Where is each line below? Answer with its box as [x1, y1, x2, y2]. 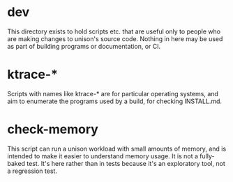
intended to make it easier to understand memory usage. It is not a [7, 151, 199, 160]
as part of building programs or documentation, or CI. [7, 42, 161, 50]
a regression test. [7, 167, 58, 175]
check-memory [7, 121, 99, 137]
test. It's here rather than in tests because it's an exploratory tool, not [27, 159, 225, 167]
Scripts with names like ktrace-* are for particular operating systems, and [7, 89, 218, 98]
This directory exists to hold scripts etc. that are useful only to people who [7, 27, 221, 36]
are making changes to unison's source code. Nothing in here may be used [7, 34, 223, 43]
